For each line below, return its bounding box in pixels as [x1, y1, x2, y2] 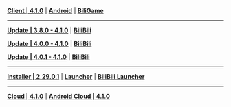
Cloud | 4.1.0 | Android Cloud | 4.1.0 [7, 93, 110, 100]
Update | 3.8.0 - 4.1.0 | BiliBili [7, 26, 91, 34]
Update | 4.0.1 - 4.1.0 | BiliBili [7, 53, 91, 61]
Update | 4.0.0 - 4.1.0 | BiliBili [7, 40, 92, 47]
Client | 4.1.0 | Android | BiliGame [7, 7, 104, 14]
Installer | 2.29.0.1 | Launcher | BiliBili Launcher [7, 73, 145, 80]
